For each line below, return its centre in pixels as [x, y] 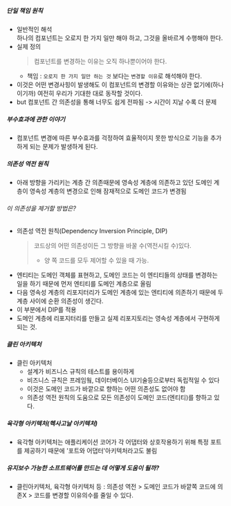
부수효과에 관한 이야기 [36, 119]
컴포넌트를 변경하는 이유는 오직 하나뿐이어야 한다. [100, 61]
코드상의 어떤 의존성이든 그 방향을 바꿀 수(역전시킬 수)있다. [112, 246]
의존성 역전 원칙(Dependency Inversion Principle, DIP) [92, 231]
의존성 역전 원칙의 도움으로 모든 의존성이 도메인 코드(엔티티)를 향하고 [119, 397]
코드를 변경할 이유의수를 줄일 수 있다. [84, 496]
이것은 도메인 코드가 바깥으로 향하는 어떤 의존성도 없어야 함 [106, 389]
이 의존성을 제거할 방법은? [41, 208]
